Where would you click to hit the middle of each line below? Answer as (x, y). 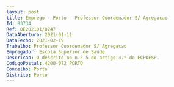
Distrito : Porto (27, 75)
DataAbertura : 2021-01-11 (39, 35)
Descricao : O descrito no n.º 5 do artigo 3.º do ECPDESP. (83, 58)
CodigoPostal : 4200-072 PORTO (45, 63)
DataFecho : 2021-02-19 (35, 40)
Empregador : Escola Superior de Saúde (56, 52)
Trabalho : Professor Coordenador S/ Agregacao (67, 47)
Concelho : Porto (27, 69)
